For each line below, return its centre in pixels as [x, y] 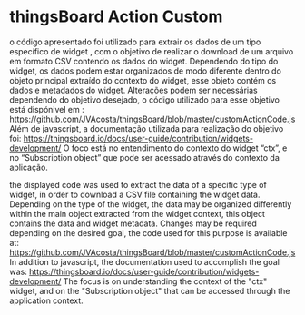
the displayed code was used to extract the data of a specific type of [138, 184]
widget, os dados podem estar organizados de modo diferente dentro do [145, 71]
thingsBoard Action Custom [116, 17]
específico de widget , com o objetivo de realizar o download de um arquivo [152, 51]
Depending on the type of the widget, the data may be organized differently [151, 204]
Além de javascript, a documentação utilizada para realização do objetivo [147, 128]
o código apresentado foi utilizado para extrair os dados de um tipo [135, 42]
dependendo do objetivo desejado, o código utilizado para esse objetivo [144, 99]
